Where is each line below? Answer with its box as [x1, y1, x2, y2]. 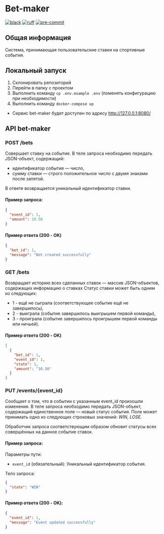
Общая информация [5, 34, 71, 42]
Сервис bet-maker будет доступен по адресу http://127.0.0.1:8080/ [12, 110, 151, 116]
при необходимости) [12, 95, 57, 101]
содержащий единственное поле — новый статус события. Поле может [5, 409, 158, 415]
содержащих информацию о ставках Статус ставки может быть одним [5, 285, 155, 291]
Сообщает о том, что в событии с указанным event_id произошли [5, 399, 143, 404]
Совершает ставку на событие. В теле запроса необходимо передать [5, 150, 153, 156]
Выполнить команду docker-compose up [12, 100, 94, 106]
